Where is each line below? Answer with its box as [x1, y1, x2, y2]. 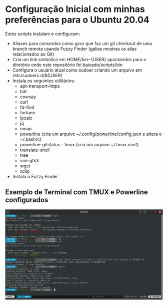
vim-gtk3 [19, 157, 39, 163]
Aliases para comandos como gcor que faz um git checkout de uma [12, 40, 152, 46]
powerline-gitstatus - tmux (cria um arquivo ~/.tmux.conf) [19, 141, 139, 147]
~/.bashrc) [19, 136, 41, 142]
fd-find [19, 104, 34, 110]
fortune [19, 109, 35, 116]
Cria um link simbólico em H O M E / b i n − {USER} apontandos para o [12, 56, 146, 62]
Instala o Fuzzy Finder [12, 173, 58, 179]
